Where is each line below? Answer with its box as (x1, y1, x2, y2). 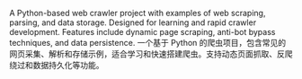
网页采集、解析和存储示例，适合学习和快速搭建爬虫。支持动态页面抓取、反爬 (9, 48, 293, 59)
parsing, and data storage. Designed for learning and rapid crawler (9, 17, 257, 28)
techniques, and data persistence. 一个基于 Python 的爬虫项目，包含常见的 (9, 38, 287, 48)
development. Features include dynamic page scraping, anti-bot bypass (9, 27, 276, 37)
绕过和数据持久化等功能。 (9, 60, 104, 70)
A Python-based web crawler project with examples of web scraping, (9, 8, 266, 18)
